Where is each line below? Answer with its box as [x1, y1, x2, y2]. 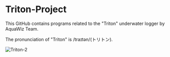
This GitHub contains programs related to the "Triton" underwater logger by [5, 20, 165, 26]
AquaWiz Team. [5, 25, 38, 32]
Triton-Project [5, 4, 67, 15]
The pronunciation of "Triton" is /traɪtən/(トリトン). [5, 36, 113, 42]
